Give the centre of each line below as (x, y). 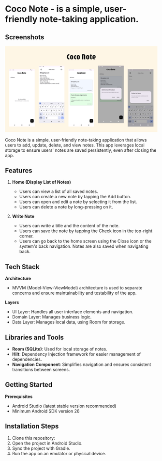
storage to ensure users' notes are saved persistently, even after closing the (81, 150)
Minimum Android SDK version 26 (46, 411)
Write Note (23, 216)
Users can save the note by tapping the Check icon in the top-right (86, 231)
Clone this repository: (33, 438)
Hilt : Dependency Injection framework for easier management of (76, 354)
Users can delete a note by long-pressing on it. (66, 207)
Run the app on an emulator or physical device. (59, 453)
